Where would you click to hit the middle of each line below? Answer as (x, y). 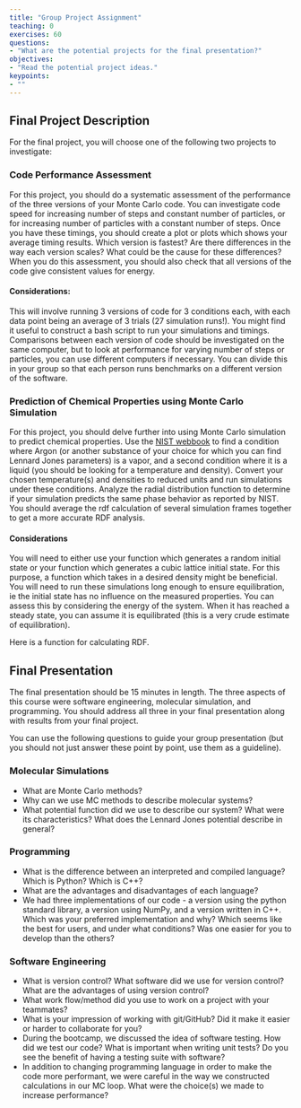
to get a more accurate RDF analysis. (77, 518)
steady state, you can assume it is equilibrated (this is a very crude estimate (149, 615)
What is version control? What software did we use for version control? (153, 981)
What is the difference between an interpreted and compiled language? (154, 871)
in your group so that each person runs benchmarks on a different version (146, 368)
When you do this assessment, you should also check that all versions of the (150, 261)
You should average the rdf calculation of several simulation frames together (150, 509)
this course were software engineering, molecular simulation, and (130, 702)
